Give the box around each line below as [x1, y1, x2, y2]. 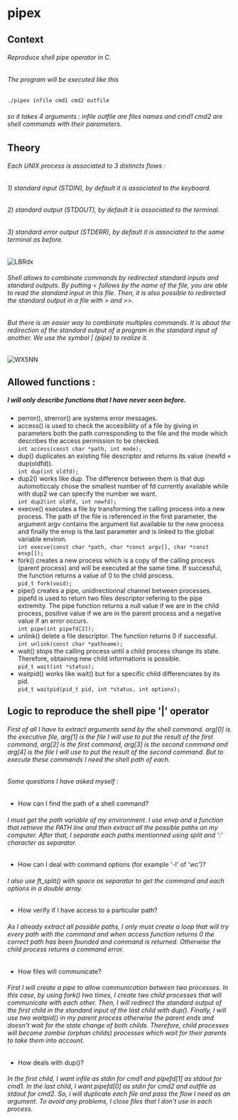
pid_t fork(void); [17, 580, 72, 587]
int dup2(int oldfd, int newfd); [17, 498, 117, 506]
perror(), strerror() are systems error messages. [17, 414, 158, 422]
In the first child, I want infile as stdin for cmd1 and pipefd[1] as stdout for [7, 1074, 222, 1083]
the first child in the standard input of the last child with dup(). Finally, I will [7, 1006, 227, 1015]
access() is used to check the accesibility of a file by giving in [17, 421, 198, 430]
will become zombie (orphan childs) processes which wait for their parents [7, 1029, 227, 1038]
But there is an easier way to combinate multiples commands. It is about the [7, 318, 231, 326]
